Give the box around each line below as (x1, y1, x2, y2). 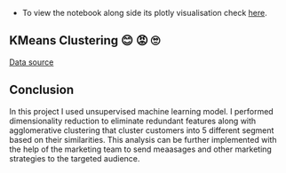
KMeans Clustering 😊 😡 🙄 (9, 33, 161, 48)
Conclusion (9, 83, 75, 98)
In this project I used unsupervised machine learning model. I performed (9, 106, 274, 116)
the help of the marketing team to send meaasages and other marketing (9, 144, 273, 154)
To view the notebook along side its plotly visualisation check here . (21, 8, 268, 18)
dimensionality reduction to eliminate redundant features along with (9, 115, 257, 126)
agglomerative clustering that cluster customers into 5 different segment (9, 124, 274, 136)
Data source (9, 57, 54, 67)
